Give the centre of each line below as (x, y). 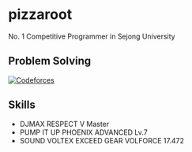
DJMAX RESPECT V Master (64, 124)
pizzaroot (40, 15)
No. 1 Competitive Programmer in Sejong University (92, 36)
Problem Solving (50, 61)
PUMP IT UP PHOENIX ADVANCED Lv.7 (83, 132)
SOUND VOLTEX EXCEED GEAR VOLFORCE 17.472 (102, 140)
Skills (22, 105)
